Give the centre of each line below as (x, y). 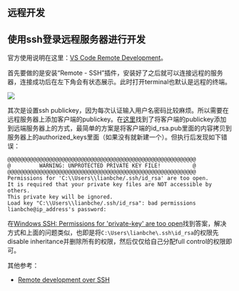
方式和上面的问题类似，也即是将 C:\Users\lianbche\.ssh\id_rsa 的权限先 (113, 233)
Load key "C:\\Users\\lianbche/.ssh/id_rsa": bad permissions (102, 203)
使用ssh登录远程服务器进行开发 (77, 39)
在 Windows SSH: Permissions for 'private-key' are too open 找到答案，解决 (117, 224)
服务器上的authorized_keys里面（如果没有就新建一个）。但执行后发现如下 (114, 137)
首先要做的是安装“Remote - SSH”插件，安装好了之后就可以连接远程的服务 (115, 73)
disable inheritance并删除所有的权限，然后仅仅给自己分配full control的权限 (117, 242)
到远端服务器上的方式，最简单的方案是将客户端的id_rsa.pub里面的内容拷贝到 (119, 128)
